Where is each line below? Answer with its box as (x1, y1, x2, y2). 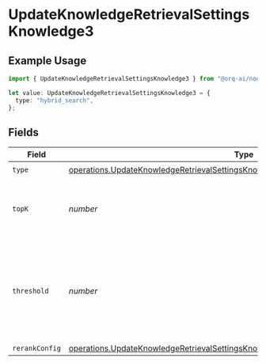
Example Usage (8, 54, 87, 67)
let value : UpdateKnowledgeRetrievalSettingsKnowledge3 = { (8, 89, 211, 97)
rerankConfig (12, 344, 62, 353)
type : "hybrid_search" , (15, 97, 93, 104)
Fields (8, 125, 40, 139)
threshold (12, 286, 49, 296)
